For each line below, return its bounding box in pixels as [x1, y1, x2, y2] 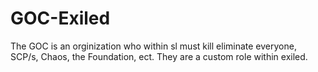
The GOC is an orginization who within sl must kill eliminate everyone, [10, 40, 297, 52]
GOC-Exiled [10, 7, 111, 30]
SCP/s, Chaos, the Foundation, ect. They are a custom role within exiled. [10, 50, 308, 62]
